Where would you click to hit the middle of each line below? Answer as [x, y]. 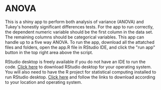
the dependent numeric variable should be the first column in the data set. [79, 32]
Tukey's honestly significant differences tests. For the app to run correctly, [80, 26]
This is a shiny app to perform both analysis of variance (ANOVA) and [74, 22]
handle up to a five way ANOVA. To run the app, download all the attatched [80, 42]
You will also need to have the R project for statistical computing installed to [81, 72]
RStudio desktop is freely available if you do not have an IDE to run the [75, 62]
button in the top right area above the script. [49, 52]
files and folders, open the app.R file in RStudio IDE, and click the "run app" [80, 47]
